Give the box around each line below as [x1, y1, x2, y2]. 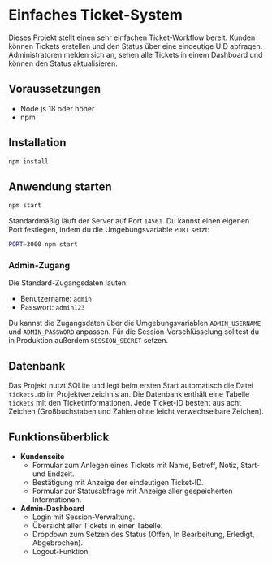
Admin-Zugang [8, 259, 71, 271]
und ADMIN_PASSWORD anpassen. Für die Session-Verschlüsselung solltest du [8, 327, 260, 336]
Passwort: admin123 [19, 302, 85, 312]
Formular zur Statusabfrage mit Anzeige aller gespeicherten [32, 486, 233, 496]
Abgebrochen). [32, 538, 84, 548]
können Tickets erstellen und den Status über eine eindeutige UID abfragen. [8, 41, 263, 50]
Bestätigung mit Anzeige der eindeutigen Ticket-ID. [32, 477, 205, 487]
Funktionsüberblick [8, 430, 110, 444]
